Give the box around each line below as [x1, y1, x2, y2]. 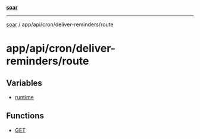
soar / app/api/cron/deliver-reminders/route [6, 21, 114, 28]
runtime [14, 94, 35, 100]
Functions [6, 111, 45, 121]
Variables [6, 78, 43, 88]
